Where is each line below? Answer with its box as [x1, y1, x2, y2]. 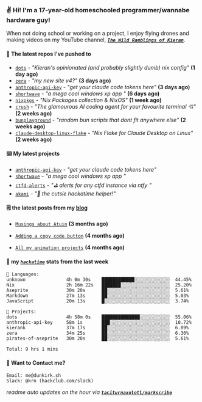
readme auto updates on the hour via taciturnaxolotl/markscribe [6, 389, 172, 396]
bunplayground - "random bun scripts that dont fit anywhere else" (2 [15, 116, 187, 123]
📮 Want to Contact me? [6, 359, 66, 366]
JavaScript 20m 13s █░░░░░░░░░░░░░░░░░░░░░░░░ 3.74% [6, 298, 189, 304]
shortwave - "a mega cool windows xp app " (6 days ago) [15, 90, 160, 97]
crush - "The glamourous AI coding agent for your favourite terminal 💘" [15, 103, 197, 110]
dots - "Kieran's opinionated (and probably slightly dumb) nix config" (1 [15, 64, 195, 71]
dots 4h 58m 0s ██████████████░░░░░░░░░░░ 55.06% [6, 314, 192, 320]
